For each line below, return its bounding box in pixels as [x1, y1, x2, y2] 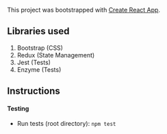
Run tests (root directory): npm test [16, 120, 116, 128]
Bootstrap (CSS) [16, 44, 64, 52]
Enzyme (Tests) [16, 65, 62, 74]
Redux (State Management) [16, 51, 95, 59]
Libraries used [7, 25, 70, 37]
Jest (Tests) [16, 58, 51, 66]
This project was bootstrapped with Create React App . [7, 6, 161, 14]
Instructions [7, 85, 60, 97]
